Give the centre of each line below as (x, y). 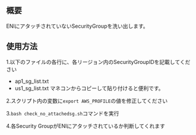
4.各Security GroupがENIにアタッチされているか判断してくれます (86, 126)
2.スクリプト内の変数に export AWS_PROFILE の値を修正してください (87, 101)
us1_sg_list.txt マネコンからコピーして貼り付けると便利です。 (89, 88)
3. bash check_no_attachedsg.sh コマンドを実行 (63, 113)
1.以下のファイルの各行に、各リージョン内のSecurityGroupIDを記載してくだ (98, 62)
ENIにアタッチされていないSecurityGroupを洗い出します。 (77, 26)
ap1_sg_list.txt (32, 81)
